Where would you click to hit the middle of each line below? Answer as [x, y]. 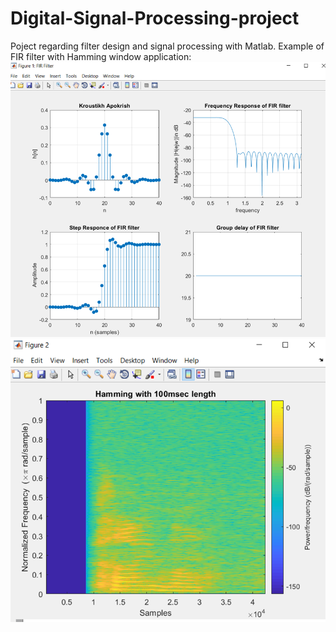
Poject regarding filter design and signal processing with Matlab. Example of [167, 46]
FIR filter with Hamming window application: [101, 56]
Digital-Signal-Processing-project [155, 18]
